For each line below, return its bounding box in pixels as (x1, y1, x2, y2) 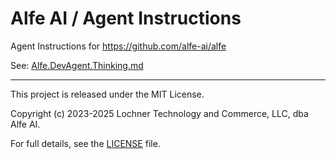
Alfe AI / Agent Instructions (10, 7, 242, 30)
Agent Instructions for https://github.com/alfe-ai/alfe (10, 40, 227, 52)
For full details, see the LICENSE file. (10, 137, 161, 149)
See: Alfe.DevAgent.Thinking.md (10, 59, 144, 71)
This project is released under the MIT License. (10, 88, 205, 100)
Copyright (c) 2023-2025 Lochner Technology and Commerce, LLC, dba (10, 107, 309, 119)
